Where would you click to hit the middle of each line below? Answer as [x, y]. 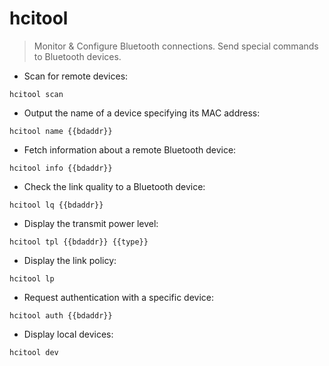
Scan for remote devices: [76, 76]
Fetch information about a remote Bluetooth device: [130, 149]
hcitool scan [36, 94]
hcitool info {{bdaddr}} [61, 168]
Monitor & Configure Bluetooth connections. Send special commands [176, 46]
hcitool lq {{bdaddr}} [56, 205]
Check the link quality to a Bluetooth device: [114, 186]
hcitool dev [34, 352]
